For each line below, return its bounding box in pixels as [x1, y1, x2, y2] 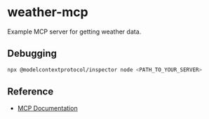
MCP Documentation [17, 104, 79, 113]
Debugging [7, 48, 58, 59]
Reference [7, 85, 54, 98]
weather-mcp [7, 4, 89, 20]
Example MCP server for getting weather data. [7, 27, 142, 36]
